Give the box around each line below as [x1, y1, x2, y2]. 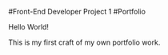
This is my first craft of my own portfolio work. [8, 37, 161, 47]
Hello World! [8, 22, 50, 31]
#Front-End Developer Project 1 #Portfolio [8, 7, 146, 16]
